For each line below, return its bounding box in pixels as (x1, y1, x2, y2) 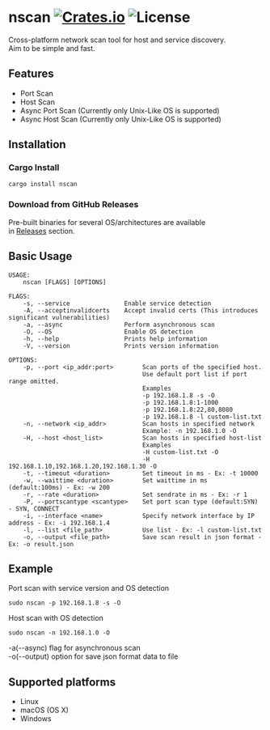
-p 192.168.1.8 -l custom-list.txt (141, 413, 263, 421)
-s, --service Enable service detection (23, 299, 212, 308)
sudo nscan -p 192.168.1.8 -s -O (8, 599, 121, 607)
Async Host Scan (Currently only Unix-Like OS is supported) (19, 114, 222, 124)
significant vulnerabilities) (8, 313, 111, 321)
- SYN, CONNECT (8, 504, 60, 513)
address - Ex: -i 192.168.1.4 (8, 519, 111, 527)
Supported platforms (8, 675, 116, 689)
